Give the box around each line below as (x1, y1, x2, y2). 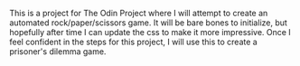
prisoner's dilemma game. (9, 46, 107, 57)
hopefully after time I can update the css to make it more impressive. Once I (9, 27, 291, 37)
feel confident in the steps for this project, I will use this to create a (9, 36, 258, 47)
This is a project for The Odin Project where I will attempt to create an (9, 8, 268, 18)
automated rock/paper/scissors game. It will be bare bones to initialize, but (9, 17, 287, 28)
